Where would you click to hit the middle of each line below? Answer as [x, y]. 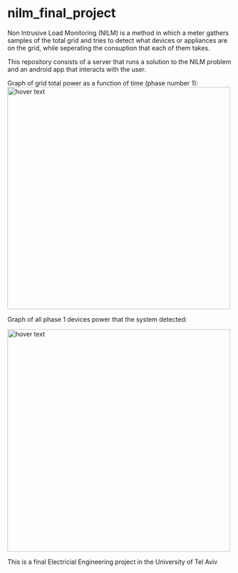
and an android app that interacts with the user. [77, 69]
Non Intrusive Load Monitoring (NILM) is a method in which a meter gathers [118, 33]
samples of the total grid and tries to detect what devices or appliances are [118, 40]
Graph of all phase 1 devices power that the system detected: [97, 319]
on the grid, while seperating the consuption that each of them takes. [109, 48]
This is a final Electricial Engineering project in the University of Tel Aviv [113, 562]
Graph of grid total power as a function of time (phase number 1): [103, 83]
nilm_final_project [62, 13]
